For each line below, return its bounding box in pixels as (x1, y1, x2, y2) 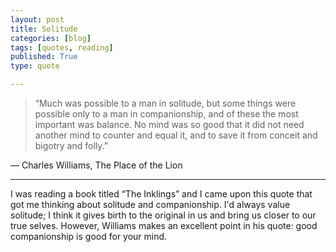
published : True (10, 52, 78, 62)
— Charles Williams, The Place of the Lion (10, 159, 183, 171)
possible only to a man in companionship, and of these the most (34, 108, 299, 120)
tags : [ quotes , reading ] (10, 42, 114, 53)
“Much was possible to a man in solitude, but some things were (34, 97, 297, 109)
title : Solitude (10, 24, 78, 34)
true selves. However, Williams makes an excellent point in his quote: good (10, 220, 318, 231)
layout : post (10, 14, 65, 25)
